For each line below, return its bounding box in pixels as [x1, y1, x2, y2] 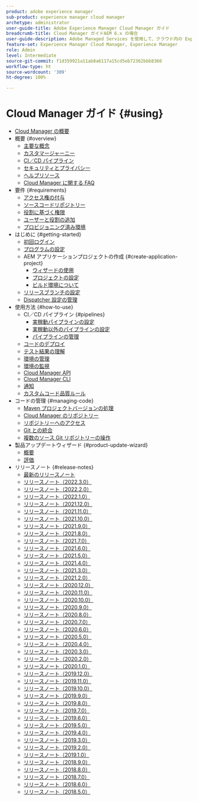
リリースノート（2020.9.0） [23, 604, 93, 611]
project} [23, 260, 43, 267]
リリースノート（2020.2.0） [23, 656, 93, 663]
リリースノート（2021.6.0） [23, 545, 91, 552]
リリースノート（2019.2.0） [23, 744, 91, 751]
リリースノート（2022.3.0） [23, 479, 92, 486]
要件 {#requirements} [14, 187, 67, 194]
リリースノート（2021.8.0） [23, 530, 91, 537]
